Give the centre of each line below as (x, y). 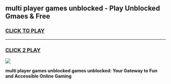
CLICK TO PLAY (25, 31)
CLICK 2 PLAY (23, 50)
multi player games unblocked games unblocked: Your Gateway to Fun (81, 70)
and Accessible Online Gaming (38, 76)
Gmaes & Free (28, 17)
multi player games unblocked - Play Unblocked (83, 8)
